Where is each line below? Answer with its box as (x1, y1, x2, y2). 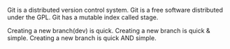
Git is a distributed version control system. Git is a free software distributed (7, 6, 224, 14)
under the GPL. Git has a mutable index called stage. (7, 13, 159, 21)
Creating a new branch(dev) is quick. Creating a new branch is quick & (7, 27, 211, 35)
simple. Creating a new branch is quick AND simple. (7, 34, 157, 42)
